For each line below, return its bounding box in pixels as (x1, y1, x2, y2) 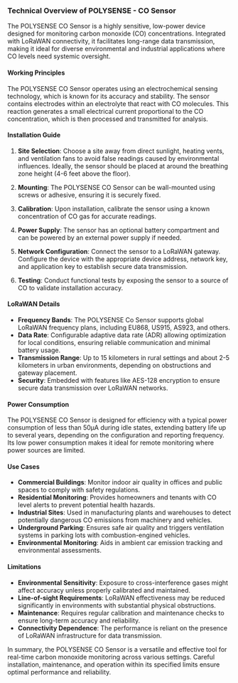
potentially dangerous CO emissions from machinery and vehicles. (17, 516, 212, 524)
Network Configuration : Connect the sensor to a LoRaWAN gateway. (17, 247, 221, 255)
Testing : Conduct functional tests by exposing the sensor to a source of (17, 276, 229, 285)
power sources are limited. (7, 446, 85, 455)
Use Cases (7, 462, 40, 471)
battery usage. (17, 346, 61, 354)
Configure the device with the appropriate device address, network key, (17, 255, 229, 263)
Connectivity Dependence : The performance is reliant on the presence (17, 623, 228, 632)
